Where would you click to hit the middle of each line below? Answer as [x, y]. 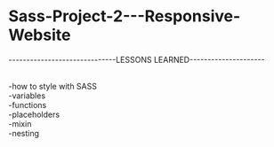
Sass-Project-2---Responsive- [125, 16]
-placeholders [34, 114]
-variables [27, 96]
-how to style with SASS [52, 86]
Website [40, 35]
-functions [28, 104]
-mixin [20, 124]
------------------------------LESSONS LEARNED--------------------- [137, 59]
